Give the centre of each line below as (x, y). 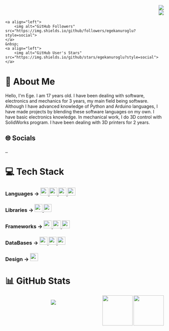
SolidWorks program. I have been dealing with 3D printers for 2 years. (77, 122)
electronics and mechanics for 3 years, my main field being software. (77, 101)
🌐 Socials (21, 138)
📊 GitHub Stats (38, 281)
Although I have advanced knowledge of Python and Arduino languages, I (81, 106)
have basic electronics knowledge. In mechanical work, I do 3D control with (83, 117)
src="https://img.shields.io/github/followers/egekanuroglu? (71, 31)
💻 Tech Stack (35, 172)
